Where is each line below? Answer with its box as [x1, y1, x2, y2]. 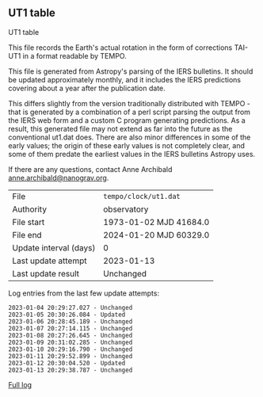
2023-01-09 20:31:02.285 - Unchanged [8, 338, 133, 346]
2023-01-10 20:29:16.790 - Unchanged [8, 345, 133, 353]
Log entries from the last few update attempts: [8, 288, 160, 298]
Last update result [12, 268, 80, 279]
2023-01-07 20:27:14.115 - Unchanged [8, 324, 133, 332]
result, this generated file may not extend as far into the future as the [8, 124, 233, 133]
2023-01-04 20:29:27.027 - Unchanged [8, 303, 133, 311]
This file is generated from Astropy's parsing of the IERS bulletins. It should [8, 67, 253, 76]
